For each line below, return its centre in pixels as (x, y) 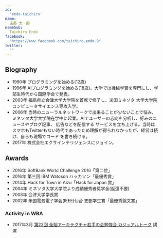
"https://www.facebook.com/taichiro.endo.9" (55, 41)
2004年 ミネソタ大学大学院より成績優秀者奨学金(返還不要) (71, 189)
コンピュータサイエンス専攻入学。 (46, 106)
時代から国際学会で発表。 (46, 94)
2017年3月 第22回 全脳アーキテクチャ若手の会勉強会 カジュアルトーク (82, 225)
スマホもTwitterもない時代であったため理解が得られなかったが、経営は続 (85, 130)
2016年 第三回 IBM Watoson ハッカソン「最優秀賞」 (64, 176)
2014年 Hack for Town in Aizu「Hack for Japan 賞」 (64, 183)
